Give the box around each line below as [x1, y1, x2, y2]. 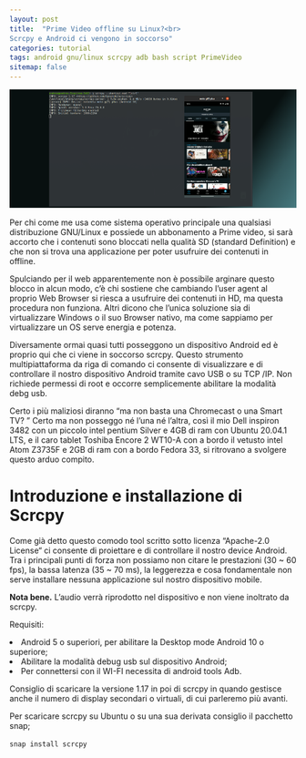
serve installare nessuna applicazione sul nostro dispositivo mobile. [9, 574, 262, 585]
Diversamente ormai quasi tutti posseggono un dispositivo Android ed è [9, 339, 279, 350]
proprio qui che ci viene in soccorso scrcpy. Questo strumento [9, 349, 244, 360]
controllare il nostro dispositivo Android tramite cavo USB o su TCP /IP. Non [9, 368, 293, 379]
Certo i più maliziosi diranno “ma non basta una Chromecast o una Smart [9, 405, 283, 416]
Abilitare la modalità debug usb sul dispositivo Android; [21, 656, 228, 667]
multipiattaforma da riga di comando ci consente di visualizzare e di [9, 358, 264, 369]
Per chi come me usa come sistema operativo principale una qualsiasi [9, 217, 271, 228]
